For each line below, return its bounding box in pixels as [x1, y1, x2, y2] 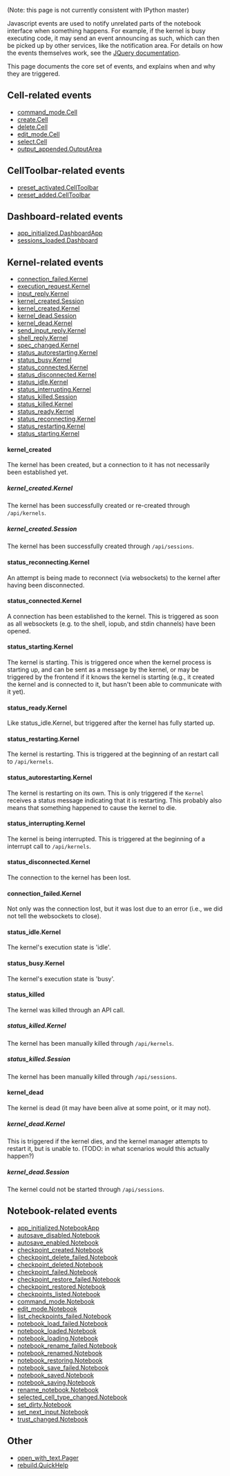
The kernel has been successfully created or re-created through [7, 502, 190, 510]
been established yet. [7, 468, 69, 477]
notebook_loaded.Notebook [17, 1326, 97, 1335]
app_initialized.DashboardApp [17, 229, 103, 238]
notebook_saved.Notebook [17, 1371, 95, 1379]
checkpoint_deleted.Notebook [17, 1260, 104, 1269]
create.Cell [17, 115, 48, 123]
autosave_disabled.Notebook [17, 1231, 100, 1239]
